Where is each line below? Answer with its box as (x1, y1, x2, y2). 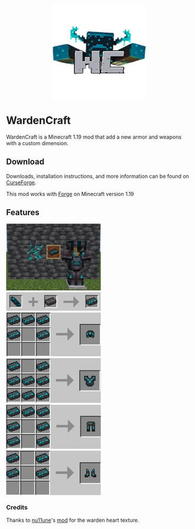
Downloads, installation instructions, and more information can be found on (6, 172, 189, 179)
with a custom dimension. (6, 139, 69, 146)
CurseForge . (6, 179, 37, 186)
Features (6, 207, 40, 217)
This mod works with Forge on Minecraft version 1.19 (6, 190, 134, 197)
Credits (6, 503, 28, 511)
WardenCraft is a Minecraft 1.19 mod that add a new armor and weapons (6, 133, 182, 140)
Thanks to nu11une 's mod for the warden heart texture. (6, 517, 139, 524)
